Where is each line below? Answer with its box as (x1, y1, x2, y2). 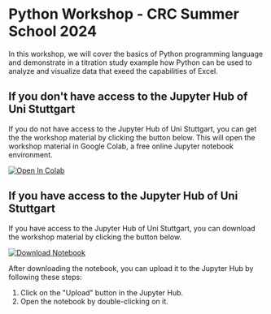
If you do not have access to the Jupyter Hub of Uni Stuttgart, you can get (8, 123, 257, 134)
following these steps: (8, 272, 83, 282)
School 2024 (8, 22, 98, 41)
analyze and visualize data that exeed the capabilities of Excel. (8, 66, 218, 75)
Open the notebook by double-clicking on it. (20, 296, 168, 306)
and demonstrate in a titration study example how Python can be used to (8, 58, 252, 67)
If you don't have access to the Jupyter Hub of (8, 90, 248, 104)
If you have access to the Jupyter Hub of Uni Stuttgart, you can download (8, 223, 256, 233)
